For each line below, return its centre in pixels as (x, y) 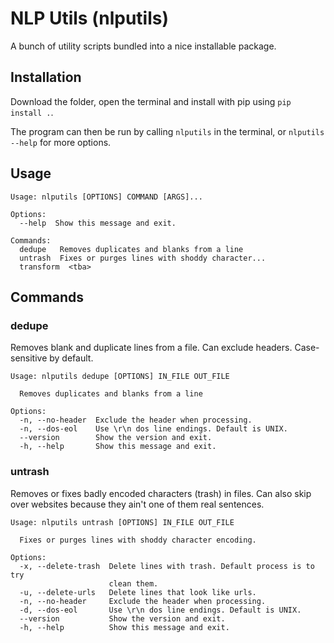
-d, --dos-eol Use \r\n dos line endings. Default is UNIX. (160, 610)
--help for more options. (61, 142)
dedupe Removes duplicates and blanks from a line (131, 249)
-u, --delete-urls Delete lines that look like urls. (138, 592)
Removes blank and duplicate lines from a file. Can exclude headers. (151, 348)
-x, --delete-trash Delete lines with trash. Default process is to (167, 566)
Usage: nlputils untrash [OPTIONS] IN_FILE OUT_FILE (122, 522)
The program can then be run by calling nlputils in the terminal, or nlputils (167, 131)
